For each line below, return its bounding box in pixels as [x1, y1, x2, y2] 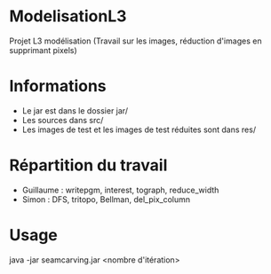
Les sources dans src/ [21, 114, 104, 125]
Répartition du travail [9, 155, 168, 176]
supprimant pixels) [9, 44, 77, 55]
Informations [9, 76, 107, 97]
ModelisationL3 [9, 6, 127, 27]
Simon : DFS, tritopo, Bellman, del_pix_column [21, 193, 191, 205]
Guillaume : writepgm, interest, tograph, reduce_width [21, 184, 219, 195]
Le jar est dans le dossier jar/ [21, 105, 129, 116]
